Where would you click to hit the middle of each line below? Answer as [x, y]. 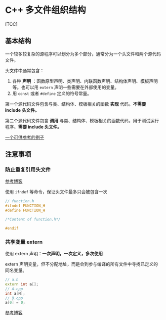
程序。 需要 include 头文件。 [34, 127]
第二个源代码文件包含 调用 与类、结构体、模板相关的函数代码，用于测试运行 [82, 120]
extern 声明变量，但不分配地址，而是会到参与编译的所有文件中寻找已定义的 [82, 264]
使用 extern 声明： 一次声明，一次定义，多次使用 [54, 254]
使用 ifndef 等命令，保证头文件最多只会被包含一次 [56, 192]
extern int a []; [22, 284]
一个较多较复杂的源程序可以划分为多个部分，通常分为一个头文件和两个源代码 [83, 54]
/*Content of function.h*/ [33, 220]
